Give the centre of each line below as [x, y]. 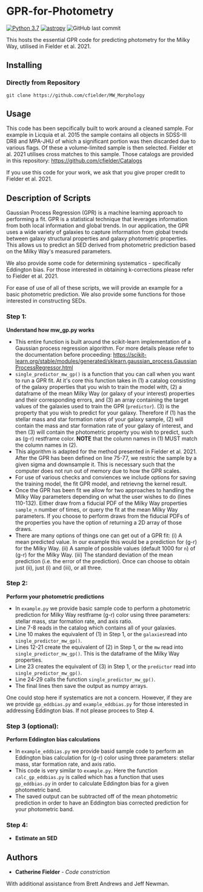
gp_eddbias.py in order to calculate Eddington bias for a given [92, 784]
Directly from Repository [43, 83]
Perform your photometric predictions [55, 596]
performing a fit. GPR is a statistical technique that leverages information [97, 219]
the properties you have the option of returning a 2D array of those [98, 522]
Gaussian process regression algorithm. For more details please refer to [105, 348]
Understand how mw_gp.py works [51, 330]
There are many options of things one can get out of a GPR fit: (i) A [98, 535]
